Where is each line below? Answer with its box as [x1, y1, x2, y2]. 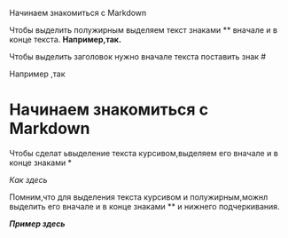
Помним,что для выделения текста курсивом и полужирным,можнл [9, 191, 269, 202]
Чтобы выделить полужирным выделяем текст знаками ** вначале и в [9, 25, 277, 35]
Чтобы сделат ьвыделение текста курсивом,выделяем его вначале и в [9, 147, 279, 158]
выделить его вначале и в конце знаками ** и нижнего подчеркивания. [9, 201, 281, 211]
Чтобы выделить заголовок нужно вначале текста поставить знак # [9, 52, 267, 61]
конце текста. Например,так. [9, 35, 122, 44]
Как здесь [9, 174, 48, 185]
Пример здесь [9, 218, 66, 229]
